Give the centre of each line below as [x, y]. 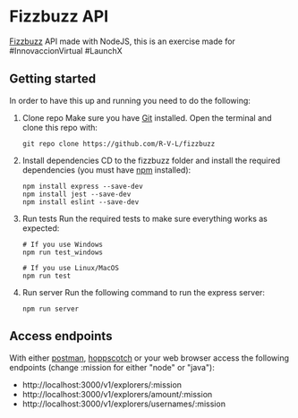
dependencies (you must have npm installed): [106, 170]
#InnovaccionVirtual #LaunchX [66, 50]
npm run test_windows [62, 252]
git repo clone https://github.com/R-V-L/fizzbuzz [119, 144]
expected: [41, 228]
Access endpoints [61, 336]
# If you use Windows [62, 244]
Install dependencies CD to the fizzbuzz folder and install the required [151, 160]
